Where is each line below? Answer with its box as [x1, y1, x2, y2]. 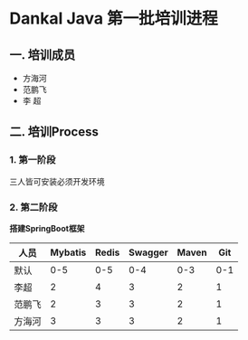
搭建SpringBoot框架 [9, 222, 85, 233]
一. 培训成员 [9, 47, 76, 62]
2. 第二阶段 [9, 201, 58, 213]
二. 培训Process [9, 124, 100, 140]
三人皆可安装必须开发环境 [9, 175, 105, 186]
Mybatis [50, 246, 87, 259]
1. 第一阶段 [9, 154, 56, 166]
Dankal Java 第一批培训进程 [9, 8, 219, 29]
